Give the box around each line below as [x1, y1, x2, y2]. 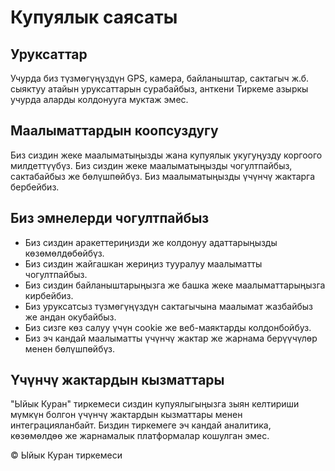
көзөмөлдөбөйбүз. [24, 247, 105, 259]
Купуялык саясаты [10, 6, 178, 29]
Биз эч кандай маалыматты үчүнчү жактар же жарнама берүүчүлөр [24, 332, 318, 344]
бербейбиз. [10, 181, 60, 193]
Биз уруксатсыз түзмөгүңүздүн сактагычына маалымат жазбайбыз [24, 300, 313, 312]
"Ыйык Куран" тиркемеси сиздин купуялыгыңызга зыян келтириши [10, 398, 300, 410]
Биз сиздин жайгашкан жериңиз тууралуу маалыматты [24, 257, 263, 270]
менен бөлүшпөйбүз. [24, 342, 116, 355]
